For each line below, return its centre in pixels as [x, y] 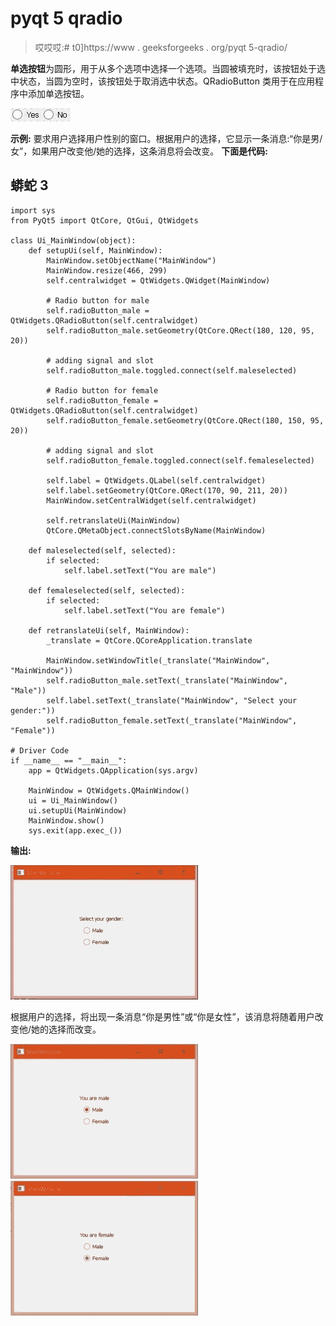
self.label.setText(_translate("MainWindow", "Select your [172, 700]
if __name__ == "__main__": [69, 760]
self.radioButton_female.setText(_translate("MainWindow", [172, 720]
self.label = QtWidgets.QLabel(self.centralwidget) [156, 480]
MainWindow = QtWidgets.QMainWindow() [109, 790]
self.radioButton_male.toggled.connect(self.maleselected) [172, 370]
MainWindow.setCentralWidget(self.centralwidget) [151, 500]
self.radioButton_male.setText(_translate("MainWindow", [167, 680]
